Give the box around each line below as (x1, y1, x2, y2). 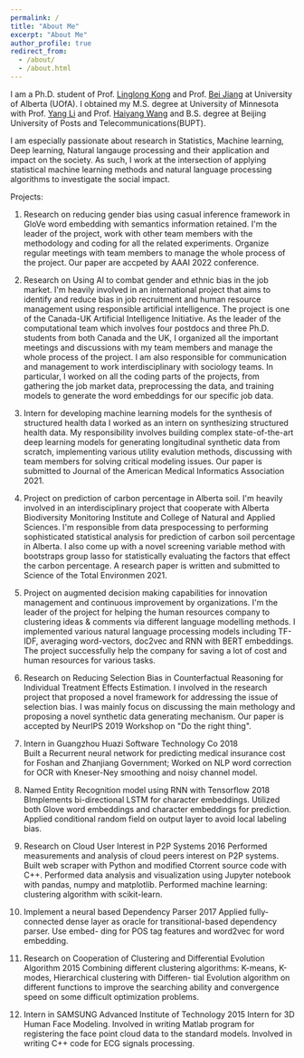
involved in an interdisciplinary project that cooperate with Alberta (23, 502, 270, 513)
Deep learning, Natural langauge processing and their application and (10, 144, 270, 155)
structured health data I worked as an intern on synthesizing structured (23, 417, 289, 428)
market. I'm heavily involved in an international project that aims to (23, 284, 271, 295)
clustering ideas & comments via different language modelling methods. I (23, 616, 296, 626)
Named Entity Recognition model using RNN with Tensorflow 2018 (23, 784, 271, 795)
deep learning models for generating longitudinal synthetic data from (23, 436, 280, 447)
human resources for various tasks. (23, 655, 157, 665)
